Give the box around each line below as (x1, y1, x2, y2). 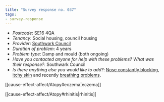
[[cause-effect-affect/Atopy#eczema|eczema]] (5, 82, 102, 88)
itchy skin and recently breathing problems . (12, 72, 101, 78)
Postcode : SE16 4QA (12, 30, 55, 36)
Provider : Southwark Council (12, 41, 71, 47)
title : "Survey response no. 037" (5, 7, 77, 12)
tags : (5, 12, 16, 17)
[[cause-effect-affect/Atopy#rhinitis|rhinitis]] (5, 91, 97, 97)
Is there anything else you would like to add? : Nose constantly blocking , (12, 67, 160, 73)
